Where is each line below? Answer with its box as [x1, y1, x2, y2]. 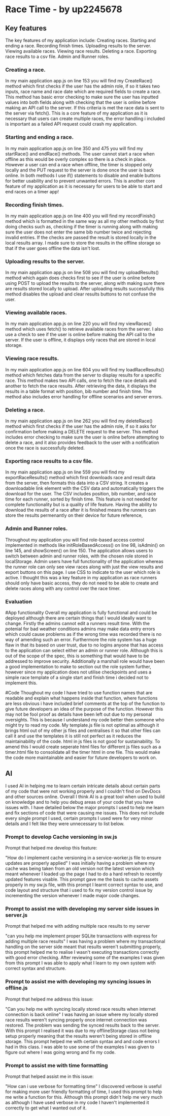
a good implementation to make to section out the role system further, [5, 663, 151, 669]
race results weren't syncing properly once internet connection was [5, 1016, 147, 1023]
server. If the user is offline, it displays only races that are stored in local [5, 337, 156, 343]
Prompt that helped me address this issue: [5, 996, 94, 1002]
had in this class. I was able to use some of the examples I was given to [5, 1044, 155, 1050]
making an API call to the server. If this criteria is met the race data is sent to [5, 105, 165, 111]
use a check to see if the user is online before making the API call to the [5, 332, 155, 338]
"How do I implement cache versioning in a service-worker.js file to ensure [5, 855, 161, 861]
